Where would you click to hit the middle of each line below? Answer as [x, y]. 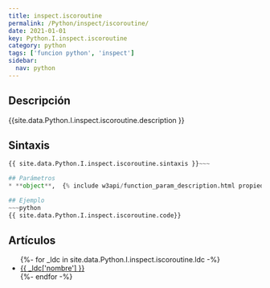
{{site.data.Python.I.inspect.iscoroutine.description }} [96, 120]
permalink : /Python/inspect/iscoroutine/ [79, 23]
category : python [37, 46]
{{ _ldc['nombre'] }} [52, 268]
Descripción [39, 101]
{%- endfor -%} [46, 277]
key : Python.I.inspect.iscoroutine [68, 38]
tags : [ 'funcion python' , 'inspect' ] [72, 53]
